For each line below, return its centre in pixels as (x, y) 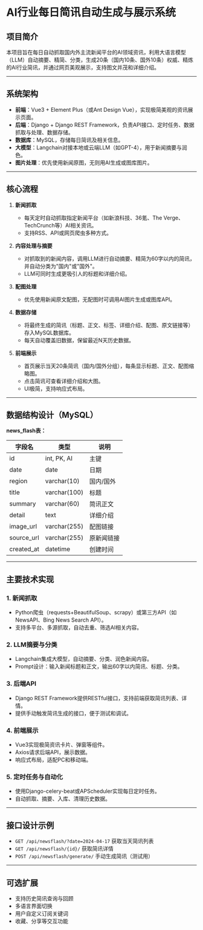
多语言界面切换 (34, 906)
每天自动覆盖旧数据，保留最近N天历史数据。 (79, 340)
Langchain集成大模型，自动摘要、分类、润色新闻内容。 (84, 659)
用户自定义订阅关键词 (41, 913)
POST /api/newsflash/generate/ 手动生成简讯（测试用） (84, 856)
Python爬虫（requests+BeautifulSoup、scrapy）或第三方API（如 (96, 613)
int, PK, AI (59, 458)
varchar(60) (62, 504)
